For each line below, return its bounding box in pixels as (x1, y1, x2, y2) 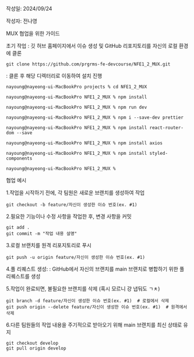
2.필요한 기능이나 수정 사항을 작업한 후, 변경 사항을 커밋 (6, 213, 132, 220)
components (6, 155, 33, 161)
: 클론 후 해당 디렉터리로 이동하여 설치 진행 (6, 72, 103, 79)
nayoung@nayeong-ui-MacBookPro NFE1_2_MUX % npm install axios (6, 140, 163, 146)
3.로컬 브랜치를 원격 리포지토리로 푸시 (6, 242, 92, 248)
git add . (6, 224, 30, 230)
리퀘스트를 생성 (6, 273, 41, 279)
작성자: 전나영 (6, 18, 38, 25)
